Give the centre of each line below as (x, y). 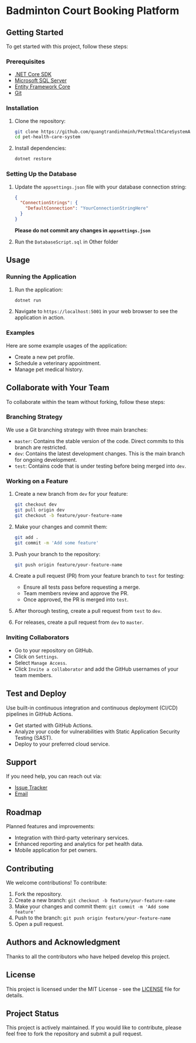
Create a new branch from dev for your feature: (71, 494)
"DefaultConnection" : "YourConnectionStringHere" (87, 208)
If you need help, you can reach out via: (54, 776)
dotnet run (28, 300)
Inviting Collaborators (38, 637)
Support (21, 762)
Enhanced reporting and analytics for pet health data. (79, 844)
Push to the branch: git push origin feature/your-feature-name (93, 918)
